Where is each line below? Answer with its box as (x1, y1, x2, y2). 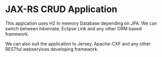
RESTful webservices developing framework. (5, 46, 99, 52)
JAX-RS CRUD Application (5, 4, 118, 15)
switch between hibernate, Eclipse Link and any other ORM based (5, 25, 142, 31)
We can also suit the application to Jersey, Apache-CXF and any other (5, 40, 151, 46)
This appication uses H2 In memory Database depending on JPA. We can (5, 20, 157, 26)
